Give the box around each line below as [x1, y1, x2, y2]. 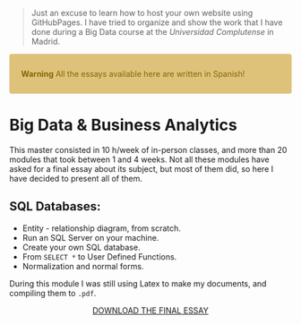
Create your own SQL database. [21, 242, 141, 252]
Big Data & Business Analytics [9, 115, 237, 135]
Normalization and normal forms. [21, 260, 144, 271]
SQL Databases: [9, 199, 101, 214]
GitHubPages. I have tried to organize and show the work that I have [30, 17, 283, 28]
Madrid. [30, 36, 61, 47]
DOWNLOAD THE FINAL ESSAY [92, 304, 209, 316]
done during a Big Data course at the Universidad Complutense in [30, 27, 275, 37]
